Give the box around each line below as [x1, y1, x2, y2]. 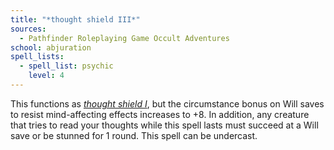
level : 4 [28, 71, 65, 81]
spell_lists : [10, 52, 65, 62]
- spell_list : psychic [19, 61, 114, 71]
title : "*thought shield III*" [10, 14, 141, 25]
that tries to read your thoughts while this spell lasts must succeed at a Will [10, 119, 319, 131]
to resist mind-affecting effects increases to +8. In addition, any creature [10, 108, 310, 120]
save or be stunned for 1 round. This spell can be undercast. [10, 129, 258, 141]
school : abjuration [10, 42, 92, 53]
